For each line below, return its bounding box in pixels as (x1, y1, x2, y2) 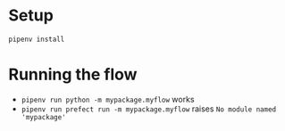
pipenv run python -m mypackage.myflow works (21, 94, 195, 104)
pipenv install (8, 35, 65, 44)
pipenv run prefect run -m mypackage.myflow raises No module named (21, 103, 277, 114)
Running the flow (8, 64, 138, 85)
